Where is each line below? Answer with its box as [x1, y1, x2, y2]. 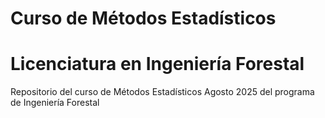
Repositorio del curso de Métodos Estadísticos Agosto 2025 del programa [10, 86, 315, 98]
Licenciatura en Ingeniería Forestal [10, 53, 305, 76]
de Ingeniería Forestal [10, 97, 100, 109]
